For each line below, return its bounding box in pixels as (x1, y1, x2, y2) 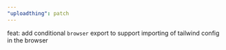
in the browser (7, 36, 48, 45)
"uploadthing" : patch (7, 10, 70, 17)
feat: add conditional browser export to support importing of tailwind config (7, 29, 220, 37)
